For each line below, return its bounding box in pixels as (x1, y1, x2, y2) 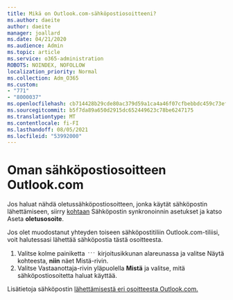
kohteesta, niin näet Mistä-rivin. (17, 257, 109, 265)
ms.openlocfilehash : (7, 100, 67, 107)
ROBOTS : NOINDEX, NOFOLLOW (7, 62, 85, 69)
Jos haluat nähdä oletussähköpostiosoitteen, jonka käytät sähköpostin (7, 200, 208, 209)
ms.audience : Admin (7, 42, 64, 49)
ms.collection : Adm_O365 (7, 74, 79, 82)
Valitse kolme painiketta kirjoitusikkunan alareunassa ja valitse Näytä (17, 249, 224, 258)
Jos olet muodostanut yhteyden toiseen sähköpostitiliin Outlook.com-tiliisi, (7, 228, 220, 236)
